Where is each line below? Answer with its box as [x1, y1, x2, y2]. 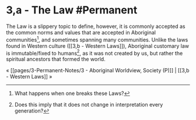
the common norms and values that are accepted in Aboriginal [6, 29, 156, 36]
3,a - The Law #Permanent [6, 3, 138, 17]
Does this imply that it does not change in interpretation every [14, 101, 163, 108]
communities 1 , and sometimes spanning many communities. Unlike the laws [6, 35, 188, 43]
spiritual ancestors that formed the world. [6, 56, 106, 63]
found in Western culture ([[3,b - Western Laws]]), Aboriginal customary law [6, 42, 190, 50]
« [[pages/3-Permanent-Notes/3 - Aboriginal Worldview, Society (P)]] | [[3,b [6, 67, 190, 74]
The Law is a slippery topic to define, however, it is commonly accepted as [6, 23, 185, 30]
